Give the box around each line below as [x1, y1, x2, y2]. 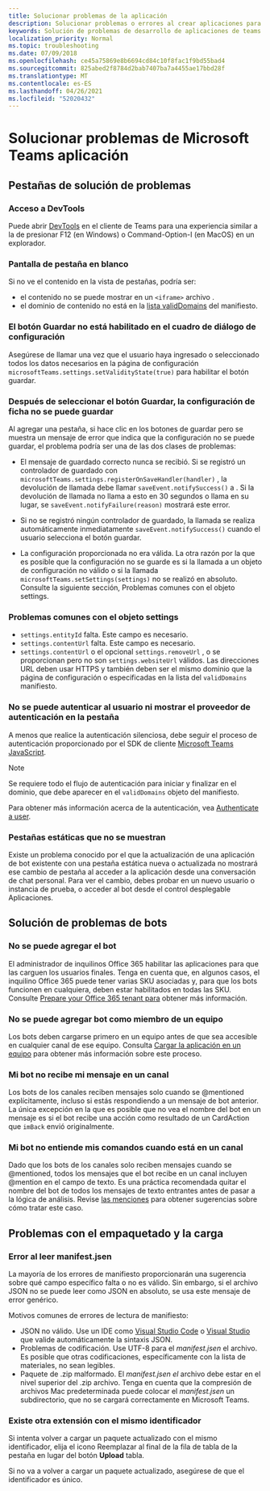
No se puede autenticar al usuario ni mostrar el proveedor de [8, 701, 251, 713]
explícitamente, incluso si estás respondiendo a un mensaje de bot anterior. [8, 1096, 260, 1106]
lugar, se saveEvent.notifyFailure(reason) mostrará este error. [19, 500, 231, 510]
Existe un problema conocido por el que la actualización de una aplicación [8, 849, 255, 859]
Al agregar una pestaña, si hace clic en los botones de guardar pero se [8, 424, 243, 434]
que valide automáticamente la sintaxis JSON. [19, 1335, 173, 1345]
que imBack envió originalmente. [8, 1122, 114, 1131]
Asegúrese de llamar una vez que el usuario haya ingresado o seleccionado [8, 349, 260, 360]
